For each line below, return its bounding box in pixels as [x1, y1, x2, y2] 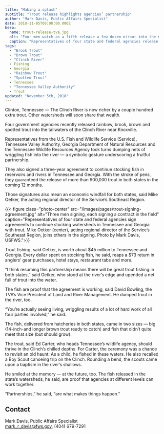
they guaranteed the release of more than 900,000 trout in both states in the [5, 177, 159, 183]
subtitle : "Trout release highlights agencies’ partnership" [5, 12, 132, 17]
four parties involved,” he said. [5, 311, 67, 318]
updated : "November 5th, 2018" [5, 93, 69, 98]
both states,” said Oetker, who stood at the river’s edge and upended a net [5, 272, 155, 278]
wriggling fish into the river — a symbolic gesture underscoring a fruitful [5, 152, 150, 158]
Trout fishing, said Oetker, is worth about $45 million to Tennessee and [5, 247, 147, 253]
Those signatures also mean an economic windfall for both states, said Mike [5, 192, 158, 197]
